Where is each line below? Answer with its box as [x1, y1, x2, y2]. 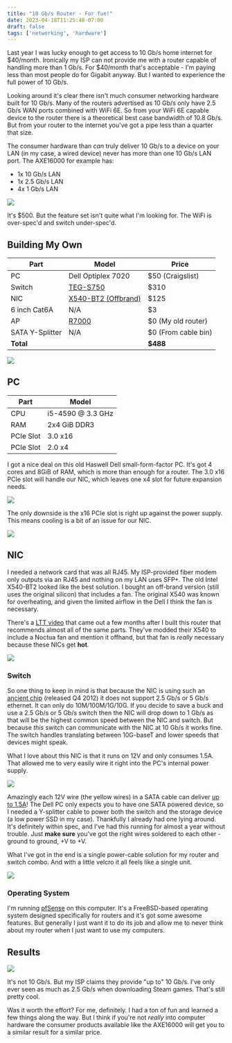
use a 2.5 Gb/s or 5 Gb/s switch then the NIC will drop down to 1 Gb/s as [7, 708, 213, 717]
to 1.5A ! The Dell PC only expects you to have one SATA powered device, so [7, 800, 224, 808]
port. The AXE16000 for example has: [7, 157, 114, 165]
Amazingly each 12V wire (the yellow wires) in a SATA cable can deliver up [7, 792, 220, 801]
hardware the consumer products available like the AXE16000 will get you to [7, 1021, 225, 1029]
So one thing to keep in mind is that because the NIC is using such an [7, 686, 206, 694]
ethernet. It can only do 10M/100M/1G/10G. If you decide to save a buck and [7, 701, 224, 709]
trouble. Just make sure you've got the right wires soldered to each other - [7, 829, 222, 837]
